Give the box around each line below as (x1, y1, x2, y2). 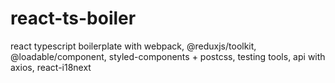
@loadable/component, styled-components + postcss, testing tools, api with (10, 50, 326, 62)
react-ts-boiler (10, 7, 137, 30)
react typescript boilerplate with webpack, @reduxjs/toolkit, (10, 40, 257, 52)
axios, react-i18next (10, 61, 92, 73)
